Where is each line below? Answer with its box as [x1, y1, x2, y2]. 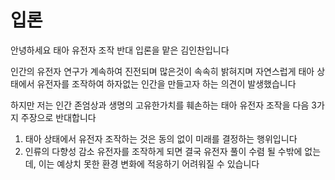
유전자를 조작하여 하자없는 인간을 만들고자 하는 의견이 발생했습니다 [36, 77, 297, 90]
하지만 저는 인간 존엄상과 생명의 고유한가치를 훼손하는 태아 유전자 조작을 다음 [10, 99, 310, 111]
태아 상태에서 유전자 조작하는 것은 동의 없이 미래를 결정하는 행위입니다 [24, 132, 298, 145]
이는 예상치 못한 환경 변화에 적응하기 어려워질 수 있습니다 [38, 157, 260, 170]
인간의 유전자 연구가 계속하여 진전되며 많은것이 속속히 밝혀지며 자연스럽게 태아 [10, 65, 315, 77]
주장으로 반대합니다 [20, 111, 97, 123]
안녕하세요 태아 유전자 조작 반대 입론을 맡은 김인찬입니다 [10, 44, 230, 56]
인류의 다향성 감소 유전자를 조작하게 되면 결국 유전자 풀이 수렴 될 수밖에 [24, 145, 303, 157]
